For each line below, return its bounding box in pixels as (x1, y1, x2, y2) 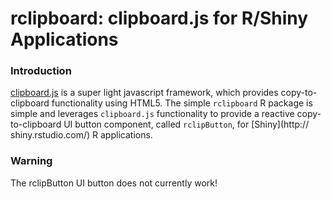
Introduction (10, 64, 72, 78)
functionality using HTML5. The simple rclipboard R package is (51, 97, 313, 109)
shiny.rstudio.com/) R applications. (10, 129, 153, 141)
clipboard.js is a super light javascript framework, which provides (10, 87, 279, 99)
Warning (10, 154, 53, 168)
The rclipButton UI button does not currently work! (10, 177, 218, 189)
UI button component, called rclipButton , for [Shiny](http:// (63, 118, 310, 131)
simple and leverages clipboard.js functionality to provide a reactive (10, 108, 295, 120)
